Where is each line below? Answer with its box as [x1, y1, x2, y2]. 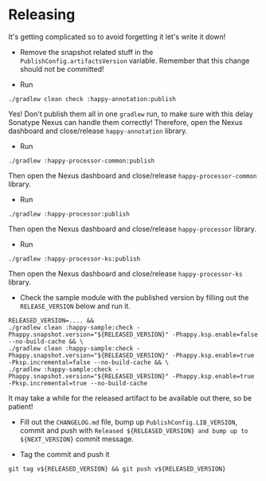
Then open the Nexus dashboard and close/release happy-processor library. [8, 224, 257, 233]
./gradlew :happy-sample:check [8, 365, 112, 373]
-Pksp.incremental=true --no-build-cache [8, 379, 148, 387]
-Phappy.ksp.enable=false [172, 330, 259, 338]
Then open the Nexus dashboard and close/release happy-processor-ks [8, 268, 243, 278]
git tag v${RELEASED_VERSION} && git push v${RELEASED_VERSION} [8, 464, 226, 473]
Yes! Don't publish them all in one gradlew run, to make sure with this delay [8, 109, 253, 119]
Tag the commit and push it [19, 449, 110, 459]
